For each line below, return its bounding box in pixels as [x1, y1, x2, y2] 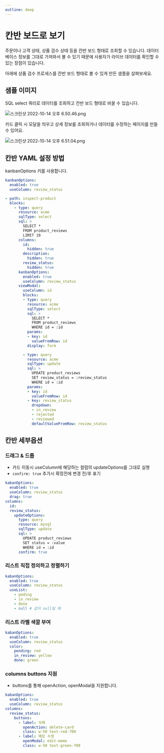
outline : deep [5, 7, 35, 12]
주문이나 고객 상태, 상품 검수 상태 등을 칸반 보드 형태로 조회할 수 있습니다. [5, 48, 146, 53]
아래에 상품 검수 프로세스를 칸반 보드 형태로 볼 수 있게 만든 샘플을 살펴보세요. [5, 70, 153, 76]
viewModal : [18, 283, 41, 289]
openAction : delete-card [23, 725, 74, 730]
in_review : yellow [14, 653, 52, 658]
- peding [14, 592, 32, 597]
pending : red [14, 649, 41, 653]
